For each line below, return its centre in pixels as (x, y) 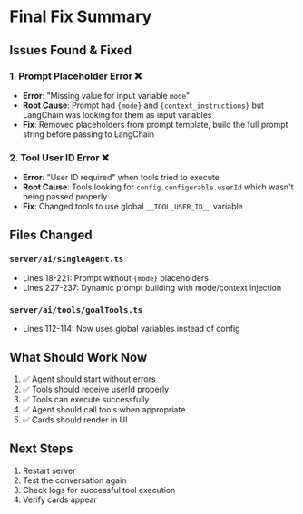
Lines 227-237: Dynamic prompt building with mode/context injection (152, 287)
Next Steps (41, 449)
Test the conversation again (74, 480)
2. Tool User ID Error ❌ (59, 158)
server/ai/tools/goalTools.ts (76, 310)
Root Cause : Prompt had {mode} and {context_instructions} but (143, 105)
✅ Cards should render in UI (75, 420)
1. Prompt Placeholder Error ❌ (76, 76)
